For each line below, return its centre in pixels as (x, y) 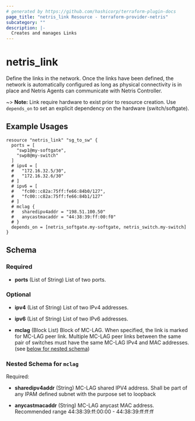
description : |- (26, 28)
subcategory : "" (26, 22)
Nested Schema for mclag (42, 364)
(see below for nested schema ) (52, 348)
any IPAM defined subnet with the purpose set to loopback (85, 394)
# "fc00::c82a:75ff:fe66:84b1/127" (57, 196)
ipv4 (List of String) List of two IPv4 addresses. (72, 307)
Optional (18, 295)
